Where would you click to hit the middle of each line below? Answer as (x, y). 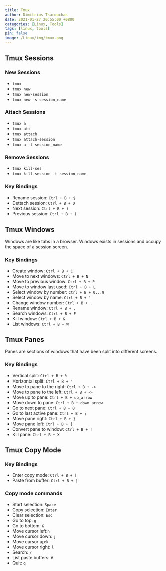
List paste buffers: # (33, 557)
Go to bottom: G (28, 526)
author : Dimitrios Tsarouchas (37, 15)
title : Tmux (17, 10)
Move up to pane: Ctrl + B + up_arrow (52, 397)
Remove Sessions (27, 157)
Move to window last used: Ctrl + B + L (54, 287)
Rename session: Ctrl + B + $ (44, 198)
